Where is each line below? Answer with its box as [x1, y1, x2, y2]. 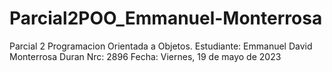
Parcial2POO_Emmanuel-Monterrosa [9, 7, 323, 30]
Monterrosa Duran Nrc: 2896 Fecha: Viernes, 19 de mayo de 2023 [9, 50, 282, 62]
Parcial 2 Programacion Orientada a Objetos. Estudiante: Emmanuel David [9, 40, 313, 52]
